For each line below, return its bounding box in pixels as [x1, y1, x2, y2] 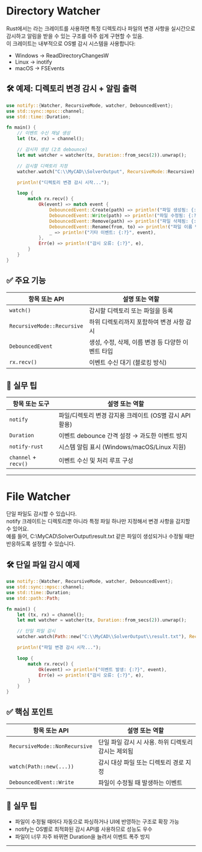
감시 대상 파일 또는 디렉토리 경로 [98, 758, 185, 767]
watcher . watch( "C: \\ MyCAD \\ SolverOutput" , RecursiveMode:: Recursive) [17, 168, 195, 175]
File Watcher [6, 490, 71, 503]
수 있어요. [6, 525, 29, 532]
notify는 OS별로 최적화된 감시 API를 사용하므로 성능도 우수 [14, 825, 153, 833]
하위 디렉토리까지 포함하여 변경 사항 [89, 317, 185, 326]
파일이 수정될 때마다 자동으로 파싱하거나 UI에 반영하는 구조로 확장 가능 [14, 818, 179, 825]
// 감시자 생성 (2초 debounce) [17, 147, 88, 153]
